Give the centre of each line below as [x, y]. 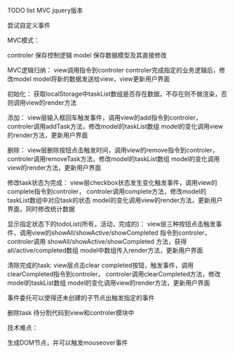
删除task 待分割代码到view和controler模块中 [71, 313]
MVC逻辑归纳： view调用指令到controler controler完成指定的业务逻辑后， [113, 70]
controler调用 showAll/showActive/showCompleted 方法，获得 [97, 242]
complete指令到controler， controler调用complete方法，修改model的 [107, 191]
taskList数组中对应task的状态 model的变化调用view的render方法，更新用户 [115, 200]
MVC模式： [24, 40]
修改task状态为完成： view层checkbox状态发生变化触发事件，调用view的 [112, 182]
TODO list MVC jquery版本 [45, 10]
